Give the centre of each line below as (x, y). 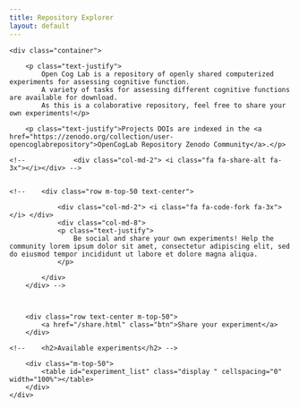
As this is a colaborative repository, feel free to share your (164, 105)
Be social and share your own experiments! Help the (174, 238)
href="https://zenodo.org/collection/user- (92, 136)
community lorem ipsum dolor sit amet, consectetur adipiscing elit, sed (150, 246)
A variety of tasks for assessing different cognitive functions (166, 89)
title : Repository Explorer (62, 17)
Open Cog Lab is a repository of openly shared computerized (158, 74)
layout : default (39, 26)
